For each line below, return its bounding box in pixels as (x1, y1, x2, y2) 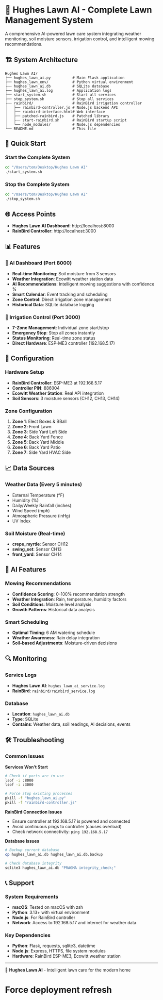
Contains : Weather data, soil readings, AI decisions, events (12, 721, 131, 727)
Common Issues (5, 753, 45, 760)
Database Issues (5, 838, 40, 844)
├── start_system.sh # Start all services (5, 92, 116, 97)
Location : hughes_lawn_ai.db (12, 711, 70, 717)
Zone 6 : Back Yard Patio (12, 444, 61, 450)
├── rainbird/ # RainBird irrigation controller (5, 100, 142, 106)
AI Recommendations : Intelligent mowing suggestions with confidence (12, 281, 155, 287)
